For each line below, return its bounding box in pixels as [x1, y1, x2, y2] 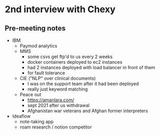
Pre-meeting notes [5, 24, 66, 33]
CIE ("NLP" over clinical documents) [19, 75, 96, 81]
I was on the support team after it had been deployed [27, 80, 139, 87]
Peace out [19, 92, 41, 97]
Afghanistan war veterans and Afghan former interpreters [27, 108, 148, 114]
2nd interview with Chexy [5, 4, 116, 15]
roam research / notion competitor [19, 124, 92, 130]
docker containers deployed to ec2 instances [27, 59, 123, 65]
